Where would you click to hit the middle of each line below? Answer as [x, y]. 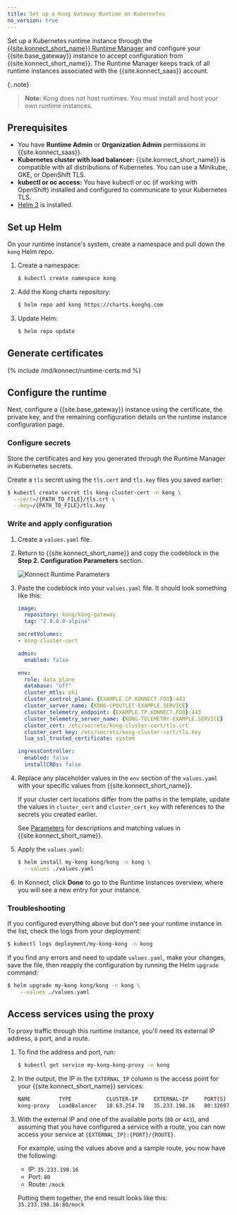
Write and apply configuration [60, 524]
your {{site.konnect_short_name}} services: [81, 1086]
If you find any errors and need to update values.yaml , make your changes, [116, 957]
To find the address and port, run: [66, 1052]
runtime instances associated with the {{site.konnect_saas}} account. [108, 71]
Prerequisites [37, 128]
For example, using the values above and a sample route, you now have [121, 1148]
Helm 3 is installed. [45, 205]
